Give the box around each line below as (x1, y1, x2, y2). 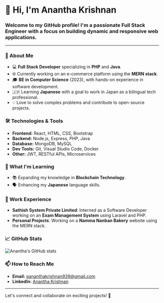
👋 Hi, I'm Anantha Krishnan (5, 4, 117, 16)
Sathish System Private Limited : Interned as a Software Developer (12, 207, 147, 213)
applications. (5, 34, 37, 41)
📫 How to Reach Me (5, 261, 54, 267)
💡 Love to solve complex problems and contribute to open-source (12, 100, 145, 105)
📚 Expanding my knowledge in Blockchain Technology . (12, 175, 126, 181)
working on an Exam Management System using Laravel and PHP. (12, 212, 147, 218)
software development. (12, 83, 59, 89)
